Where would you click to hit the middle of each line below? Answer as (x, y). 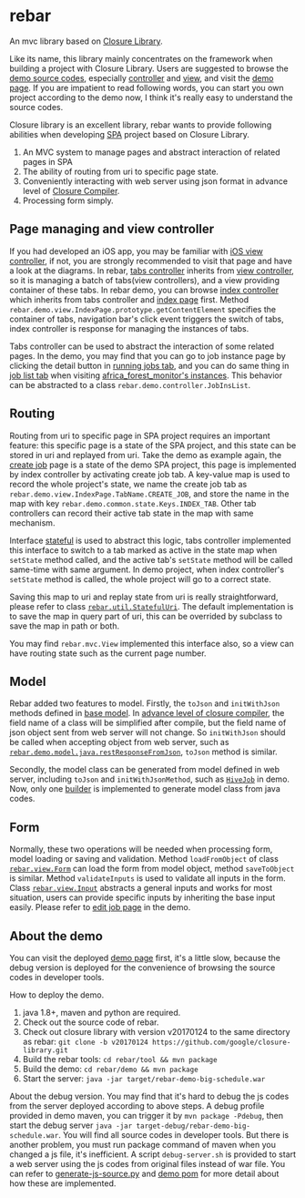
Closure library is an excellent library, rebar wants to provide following (141, 125)
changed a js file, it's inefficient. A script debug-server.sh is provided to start (153, 1154)
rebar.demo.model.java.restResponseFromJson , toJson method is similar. (143, 752)
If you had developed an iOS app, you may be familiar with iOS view (137, 251)
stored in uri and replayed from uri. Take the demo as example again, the (146, 455)
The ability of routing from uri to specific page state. (120, 171)
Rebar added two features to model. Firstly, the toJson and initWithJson (145, 703)
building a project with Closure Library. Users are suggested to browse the (149, 68)
